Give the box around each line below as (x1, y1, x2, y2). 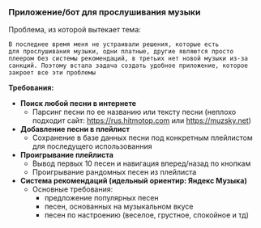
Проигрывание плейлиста (19, 150, 113, 160)
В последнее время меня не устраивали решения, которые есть (8, 40, 220, 49)
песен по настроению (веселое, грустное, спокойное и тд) (44, 210, 250, 220)
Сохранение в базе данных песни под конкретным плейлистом (32, 133, 253, 143)
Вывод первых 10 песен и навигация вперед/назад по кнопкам (32, 158, 251, 168)
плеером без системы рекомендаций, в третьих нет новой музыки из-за (8, 55, 249, 63)
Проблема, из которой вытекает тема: (8, 25, 142, 35)
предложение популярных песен (44, 193, 160, 203)
